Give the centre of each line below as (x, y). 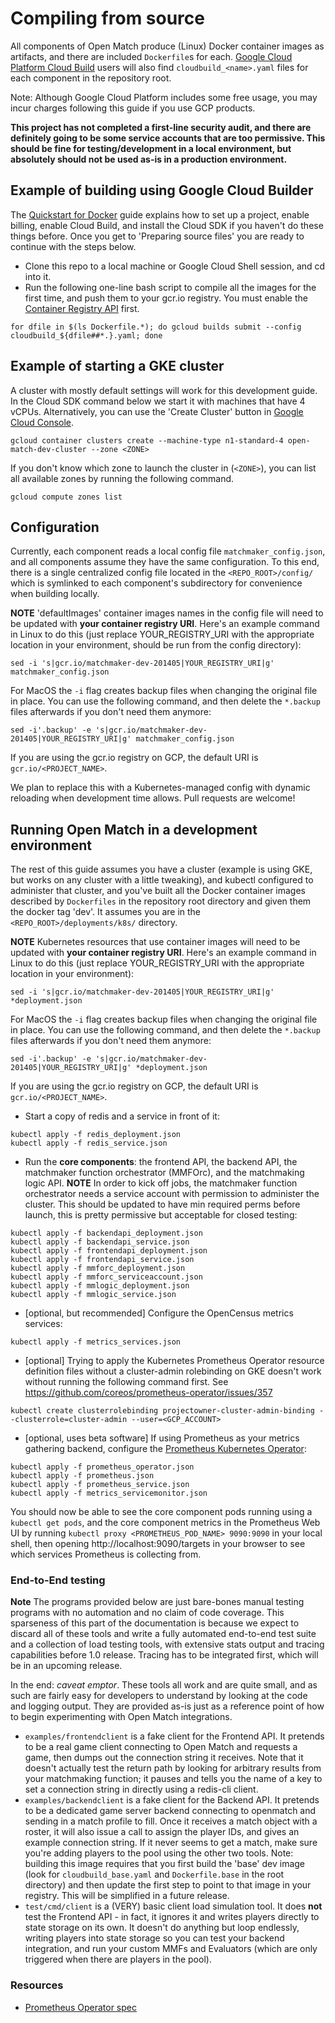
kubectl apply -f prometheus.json (82, 1476)
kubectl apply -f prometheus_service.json (100, 1485)
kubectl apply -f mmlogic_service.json (93, 1295)
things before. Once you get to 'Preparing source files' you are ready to (157, 236)
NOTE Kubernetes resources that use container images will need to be (155, 942)
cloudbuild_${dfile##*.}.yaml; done (86, 335)
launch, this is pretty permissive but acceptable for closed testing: (161, 1215)
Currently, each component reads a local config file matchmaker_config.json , (168, 551)
